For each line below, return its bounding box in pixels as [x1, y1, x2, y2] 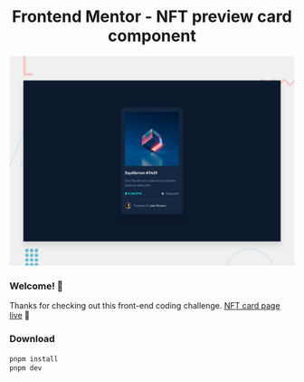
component [108, 25, 196, 46]
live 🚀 [9, 310, 30, 321]
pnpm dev [9, 363, 43, 373]
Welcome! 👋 [9, 279, 63, 292]
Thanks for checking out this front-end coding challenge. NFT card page [9, 300, 280, 311]
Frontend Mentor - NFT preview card [12, 6, 292, 27]
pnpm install [9, 354, 59, 364]
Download [9, 333, 56, 346]
